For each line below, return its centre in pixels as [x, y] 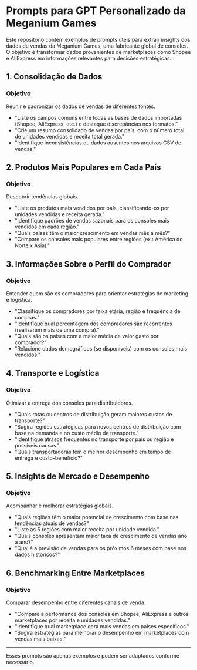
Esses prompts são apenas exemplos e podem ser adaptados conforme [93, 656]
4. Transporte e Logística [53, 373]
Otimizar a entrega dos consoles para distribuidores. [69, 403]
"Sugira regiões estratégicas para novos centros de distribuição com [98, 426]
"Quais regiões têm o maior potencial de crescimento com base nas [96, 517]
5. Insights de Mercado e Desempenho [78, 477]
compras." [27, 317]
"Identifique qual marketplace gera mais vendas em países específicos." [102, 627]
